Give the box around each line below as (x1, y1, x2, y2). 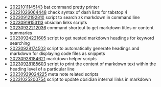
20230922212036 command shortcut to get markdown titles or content (9, 25, 154, 31)
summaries (9, 30, 33, 35)
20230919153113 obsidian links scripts (9, 19, 87, 25)
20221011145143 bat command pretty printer (9, 4, 99, 10)
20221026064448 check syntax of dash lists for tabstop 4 (9, 9, 128, 15)
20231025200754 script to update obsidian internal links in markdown (9, 76, 151, 82)
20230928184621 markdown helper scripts (9, 56, 97, 61)
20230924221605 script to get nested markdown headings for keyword (9, 35, 154, 41)
